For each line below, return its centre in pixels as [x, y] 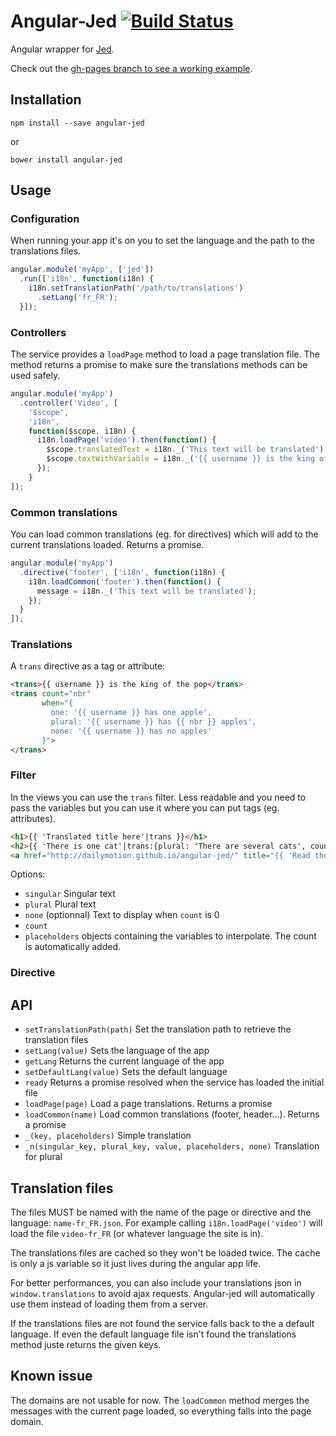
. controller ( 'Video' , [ [68, 403]
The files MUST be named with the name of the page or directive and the [161, 1212]
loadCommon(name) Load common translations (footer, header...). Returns [172, 1114]
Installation [46, 100]
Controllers [38, 332]
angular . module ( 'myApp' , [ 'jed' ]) [82, 270]
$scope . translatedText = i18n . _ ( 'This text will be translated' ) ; [187, 450]
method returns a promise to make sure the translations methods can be [159, 365]
